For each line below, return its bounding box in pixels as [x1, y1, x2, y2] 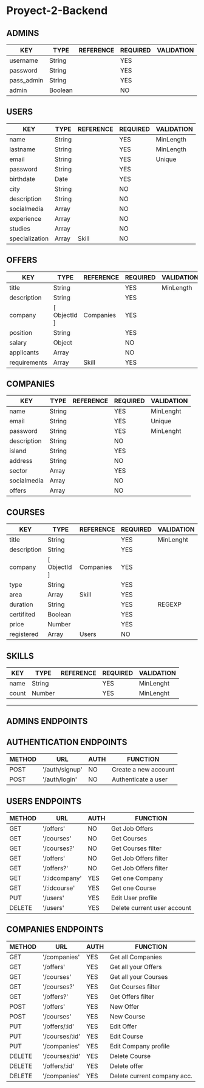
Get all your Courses [109, 972, 168, 981]
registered [9, 630, 39, 639]
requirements [9, 358, 47, 367]
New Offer [109, 1002, 140, 1011]
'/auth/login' [42, 775, 78, 784]
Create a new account [112, 765, 175, 774]
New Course [109, 1012, 146, 1020]
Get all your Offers [109, 962, 162, 971]
